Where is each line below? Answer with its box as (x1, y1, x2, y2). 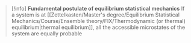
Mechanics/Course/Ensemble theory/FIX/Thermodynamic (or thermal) (11, 18, 186, 24)
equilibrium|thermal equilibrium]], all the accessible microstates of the (11, 24, 186, 31)
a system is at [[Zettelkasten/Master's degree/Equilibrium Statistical (11, 11, 180, 18)
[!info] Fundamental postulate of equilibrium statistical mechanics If (11, 5, 185, 12)
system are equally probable (11, 30, 83, 37)
